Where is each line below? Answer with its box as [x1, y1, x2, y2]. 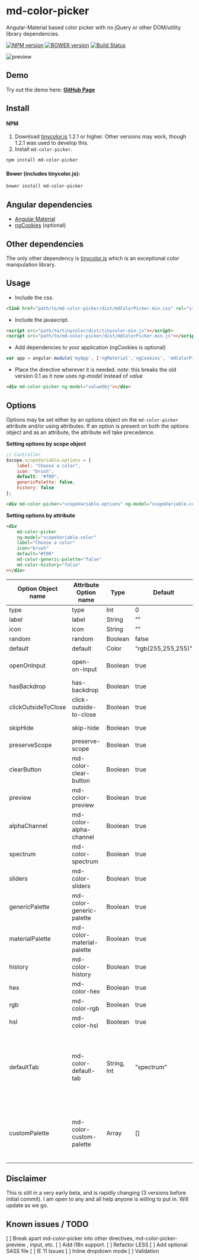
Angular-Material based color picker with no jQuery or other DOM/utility [6, 24, 181, 31]
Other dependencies [6, 239, 84, 249]
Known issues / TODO [6, 1219, 89, 1229]
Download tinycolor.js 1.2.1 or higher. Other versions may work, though [14, 133, 187, 140]
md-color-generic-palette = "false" [17, 556, 102, 562]
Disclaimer [6, 1174, 47, 1184]
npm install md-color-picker [6, 157, 78, 163]
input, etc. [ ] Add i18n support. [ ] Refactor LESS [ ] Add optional [30, 1241, 188, 1248]
